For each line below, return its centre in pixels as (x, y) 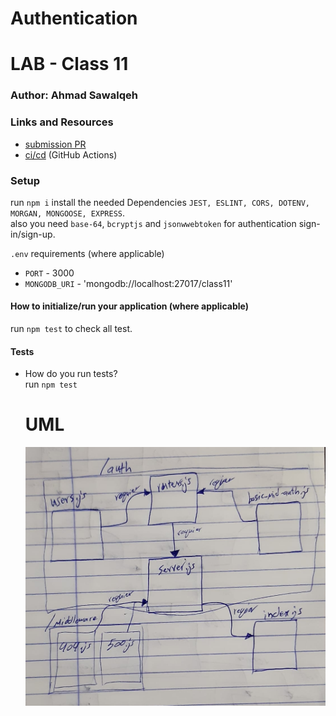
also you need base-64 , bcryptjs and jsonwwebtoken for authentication (153, 223)
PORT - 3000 (49, 273)
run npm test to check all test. (71, 329)
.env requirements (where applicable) (87, 253)
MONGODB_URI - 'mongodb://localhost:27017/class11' (128, 283)
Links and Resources (62, 122)
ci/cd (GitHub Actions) (71, 154)
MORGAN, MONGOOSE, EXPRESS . (68, 213)
